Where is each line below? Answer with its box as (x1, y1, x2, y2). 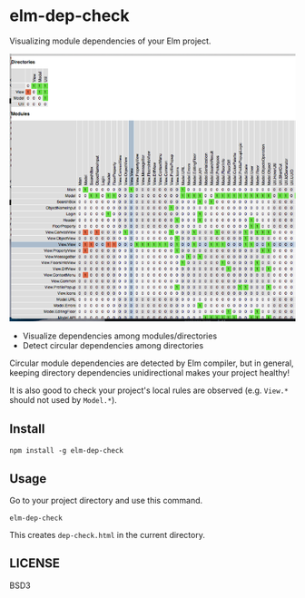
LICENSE (9, 555, 61, 572)
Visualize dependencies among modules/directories (22, 330, 218, 341)
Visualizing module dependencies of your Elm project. (9, 35, 212, 46)
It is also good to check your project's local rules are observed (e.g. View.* (9, 385, 289, 396)
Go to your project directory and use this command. (9, 495, 203, 505)
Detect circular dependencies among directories (22, 340, 204, 351)
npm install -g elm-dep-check (9, 446, 124, 456)
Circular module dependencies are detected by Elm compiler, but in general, (9, 358, 294, 368)
